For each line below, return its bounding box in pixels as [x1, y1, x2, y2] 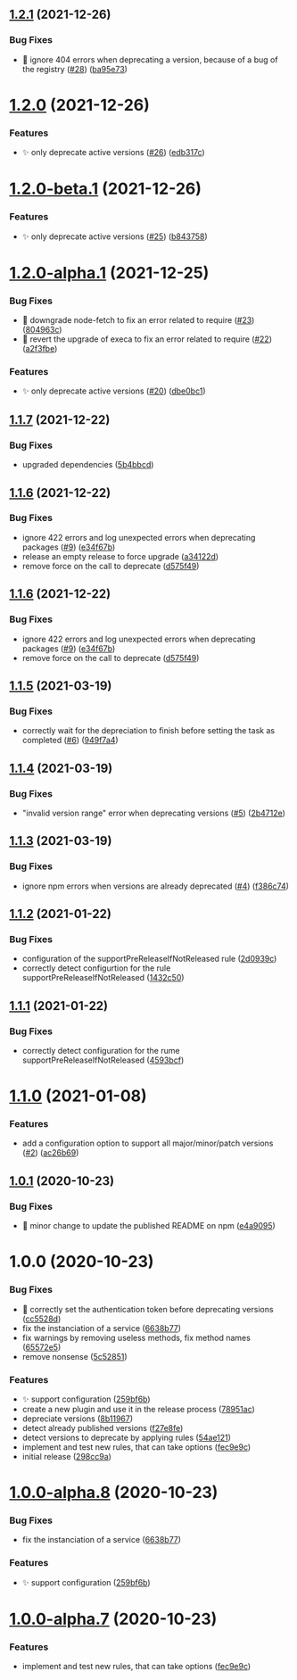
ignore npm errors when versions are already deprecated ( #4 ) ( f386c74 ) [21, 881, 290, 891]
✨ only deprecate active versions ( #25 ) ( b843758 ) [21, 231, 208, 242]
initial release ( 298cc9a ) [21, 1451, 111, 1461]
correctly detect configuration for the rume [21, 1045, 180, 1055]
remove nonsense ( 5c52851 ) [21, 1351, 128, 1361]
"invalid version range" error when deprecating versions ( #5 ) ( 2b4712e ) [21, 807, 285, 818]
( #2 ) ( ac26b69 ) [21, 1147, 79, 1158]
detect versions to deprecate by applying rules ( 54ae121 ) [21, 1432, 232, 1443]
